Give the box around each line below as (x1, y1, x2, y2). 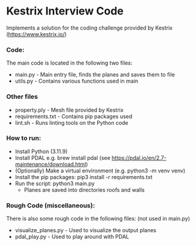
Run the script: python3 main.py (14, 180, 95, 187)
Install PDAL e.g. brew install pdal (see (14, 154, 110, 161)
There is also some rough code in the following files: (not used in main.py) (6, 215, 191, 222)
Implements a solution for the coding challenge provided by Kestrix (6, 24, 173, 31)
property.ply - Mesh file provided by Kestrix (14, 106, 124, 113)
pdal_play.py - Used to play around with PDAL (14, 233, 130, 241)
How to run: (6, 134, 42, 142)
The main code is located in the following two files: (6, 59, 133, 67)
